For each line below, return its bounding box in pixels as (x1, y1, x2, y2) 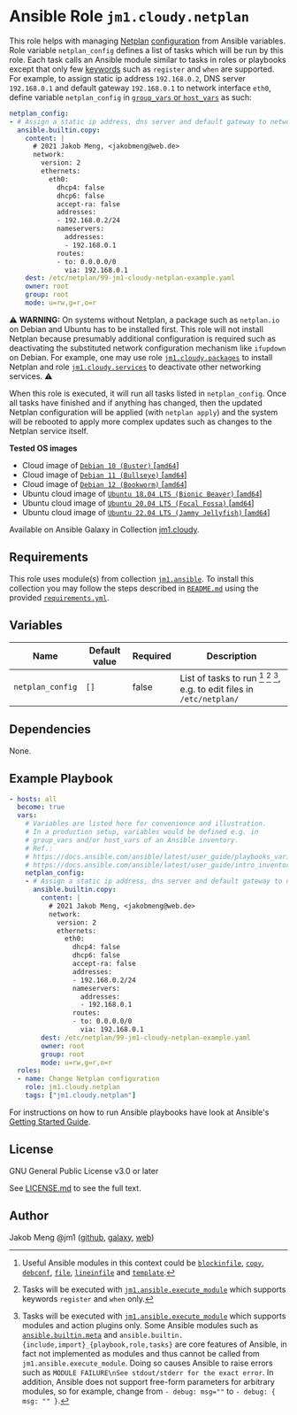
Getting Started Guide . (9, 1116, 91, 1126)
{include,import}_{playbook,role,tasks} (21, 1340, 173, 1349)
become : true (17, 803, 65, 812)
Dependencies (9, 722, 91, 737)
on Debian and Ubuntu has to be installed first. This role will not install (9, 323, 263, 334)
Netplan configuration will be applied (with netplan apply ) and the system (9, 406, 278, 417)
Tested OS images (9, 443, 78, 453)
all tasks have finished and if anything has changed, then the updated (9, 397, 263, 408)
